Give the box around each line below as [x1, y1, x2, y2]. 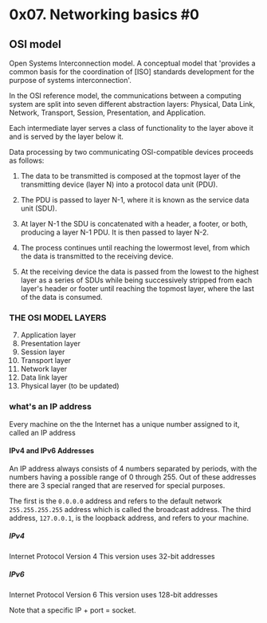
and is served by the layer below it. [9, 132, 124, 141]
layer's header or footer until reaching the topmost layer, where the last [20, 284, 254, 293]
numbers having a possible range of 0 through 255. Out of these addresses [9, 472, 257, 482]
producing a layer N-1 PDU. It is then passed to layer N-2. [20, 227, 210, 237]
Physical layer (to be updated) [20, 381, 120, 391]
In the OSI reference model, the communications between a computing [9, 91, 241, 101]
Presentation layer [20, 339, 80, 349]
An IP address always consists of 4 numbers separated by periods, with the [9, 463, 257, 473]
